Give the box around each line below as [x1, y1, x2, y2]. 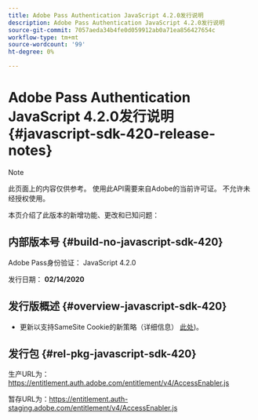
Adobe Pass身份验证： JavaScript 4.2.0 [8, 257, 136, 267]
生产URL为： [8, 370, 49, 379]
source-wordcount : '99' [8, 41, 86, 49]
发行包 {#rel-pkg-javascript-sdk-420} [8, 347, 197, 360]
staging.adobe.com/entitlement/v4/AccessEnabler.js [8, 404, 178, 413]
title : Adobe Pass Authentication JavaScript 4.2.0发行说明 [8, 11, 204, 20]
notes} [8, 142, 53, 159]
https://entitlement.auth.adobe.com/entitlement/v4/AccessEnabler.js [8, 378, 230, 388]
